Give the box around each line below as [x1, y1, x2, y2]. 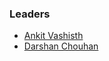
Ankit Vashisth [23, 30, 84, 42]
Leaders [9, 7, 51, 21]
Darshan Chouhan [23, 40, 99, 52]
